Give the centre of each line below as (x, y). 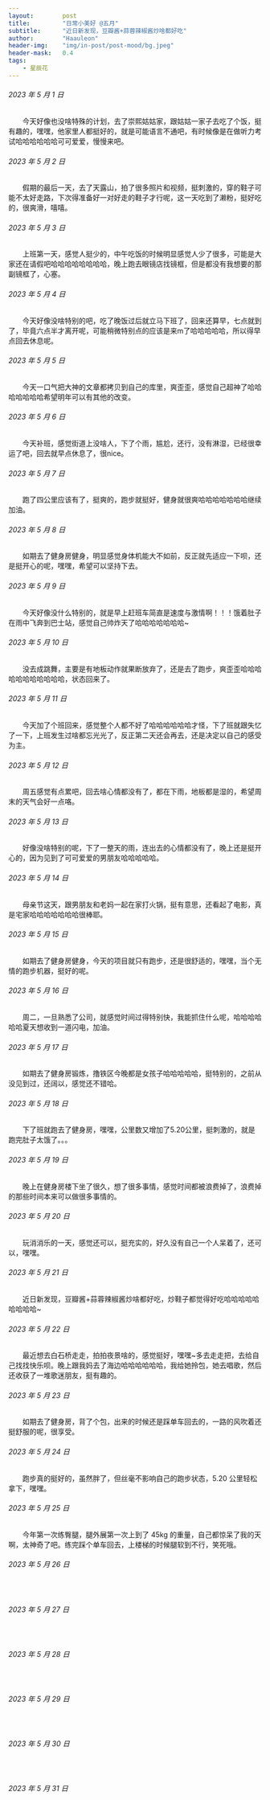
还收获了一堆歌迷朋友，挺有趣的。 (65, 1376)
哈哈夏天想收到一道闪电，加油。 (61, 1027)
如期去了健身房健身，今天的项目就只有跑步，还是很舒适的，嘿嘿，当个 (139, 961)
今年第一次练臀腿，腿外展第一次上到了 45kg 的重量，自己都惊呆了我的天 (142, 1534)
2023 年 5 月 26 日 (39, 1564)
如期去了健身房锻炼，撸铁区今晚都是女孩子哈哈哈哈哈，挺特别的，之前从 (142, 1073)
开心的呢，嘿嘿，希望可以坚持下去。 (82, 566)
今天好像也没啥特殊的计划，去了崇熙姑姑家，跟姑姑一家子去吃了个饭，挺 (142, 121)
